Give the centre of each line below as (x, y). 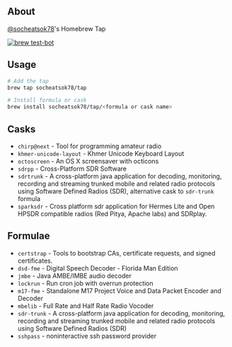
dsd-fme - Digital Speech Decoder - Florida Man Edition (98, 268)
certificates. (35, 261)
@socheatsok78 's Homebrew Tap (57, 28)
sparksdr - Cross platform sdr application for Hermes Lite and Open (116, 206)
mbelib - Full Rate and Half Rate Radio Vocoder (86, 306)
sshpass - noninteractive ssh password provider (87, 336)
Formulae (29, 236)
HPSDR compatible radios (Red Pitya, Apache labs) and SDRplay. (112, 214)
